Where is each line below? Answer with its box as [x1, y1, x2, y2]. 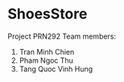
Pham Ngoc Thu [19, 55, 74, 65]
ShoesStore [7, 5, 88, 23]
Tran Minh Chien [19, 47, 75, 56]
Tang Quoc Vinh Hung [19, 64, 93, 73]
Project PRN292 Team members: [7, 31, 117, 41]
